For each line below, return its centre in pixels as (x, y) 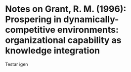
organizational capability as (63, 40)
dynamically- (91, 19)
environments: (88, 30)
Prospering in (33, 19)
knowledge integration (53, 51)
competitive (30, 30)
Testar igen (17, 64)
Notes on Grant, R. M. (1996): (66, 9)
